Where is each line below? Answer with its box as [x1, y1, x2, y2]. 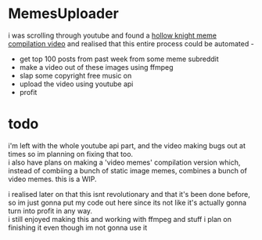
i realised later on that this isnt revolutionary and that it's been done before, [8, 189, 250, 198]
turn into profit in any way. [8, 205, 92, 216]
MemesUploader [8, 5, 119, 23]
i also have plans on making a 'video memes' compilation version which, [8, 158, 241, 167]
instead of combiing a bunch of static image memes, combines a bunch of [8, 165, 248, 175]
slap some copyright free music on [19, 71, 132, 80]
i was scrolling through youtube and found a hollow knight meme [8, 31, 217, 40]
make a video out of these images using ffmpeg [19, 62, 174, 71]
